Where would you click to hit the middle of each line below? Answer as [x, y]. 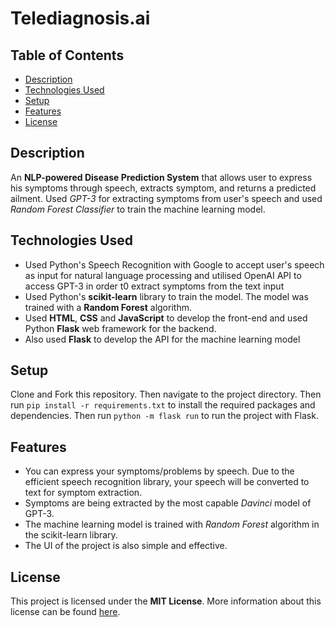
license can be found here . [65, 612]
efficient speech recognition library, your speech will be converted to [167, 482]
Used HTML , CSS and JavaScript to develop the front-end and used [166, 318]
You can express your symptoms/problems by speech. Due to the [159, 471]
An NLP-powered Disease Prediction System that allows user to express [161, 177]
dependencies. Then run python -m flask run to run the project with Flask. [164, 416]
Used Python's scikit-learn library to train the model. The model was [166, 296]
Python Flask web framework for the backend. [120, 328]
